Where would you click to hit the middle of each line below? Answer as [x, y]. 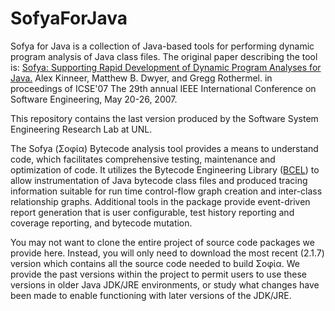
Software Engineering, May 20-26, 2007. [94, 99]
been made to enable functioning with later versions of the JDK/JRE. [151, 295]
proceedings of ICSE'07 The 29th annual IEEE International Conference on [163, 88]
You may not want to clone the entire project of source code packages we [162, 242]
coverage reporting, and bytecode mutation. [101, 223]
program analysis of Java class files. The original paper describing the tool [164, 56]
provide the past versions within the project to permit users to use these [158, 274]
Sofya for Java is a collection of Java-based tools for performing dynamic [162, 46]
